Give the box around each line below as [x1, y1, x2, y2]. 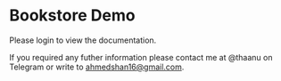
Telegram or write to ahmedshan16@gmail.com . [9, 61, 185, 72]
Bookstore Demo [9, 5, 136, 26]
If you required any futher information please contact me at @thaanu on [9, 52, 273, 62]
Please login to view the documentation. [9, 35, 157, 45]
